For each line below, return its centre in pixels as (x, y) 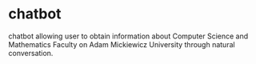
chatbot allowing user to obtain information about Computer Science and (128, 36)
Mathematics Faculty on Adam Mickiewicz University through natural (122, 44)
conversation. (31, 53)
